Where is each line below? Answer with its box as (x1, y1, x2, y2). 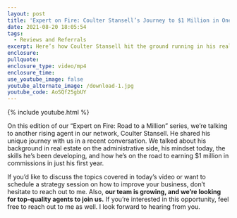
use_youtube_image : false (7, 75, 83, 83)
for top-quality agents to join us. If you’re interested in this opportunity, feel (7, 195, 229, 204)
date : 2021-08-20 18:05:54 (7, 23, 87, 30)
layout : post (7, 10, 46, 18)
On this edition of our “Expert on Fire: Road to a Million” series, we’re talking (7, 122, 228, 130)
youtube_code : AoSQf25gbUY (7, 89, 87, 96)
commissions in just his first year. (7, 159, 104, 167)
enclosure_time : (7, 69, 55, 76)
